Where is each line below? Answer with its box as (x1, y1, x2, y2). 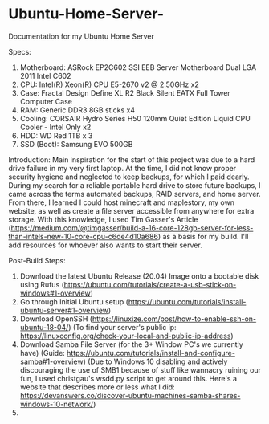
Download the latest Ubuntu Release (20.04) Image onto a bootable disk (19, 271, 259, 281)
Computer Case (19, 96, 72, 106)
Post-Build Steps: (8, 255, 66, 265)
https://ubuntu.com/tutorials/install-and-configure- (67, 348, 235, 357)
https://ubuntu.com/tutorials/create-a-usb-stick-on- (63, 279, 237, 289)
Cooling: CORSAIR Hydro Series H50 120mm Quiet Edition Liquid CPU (19, 113, 251, 123)
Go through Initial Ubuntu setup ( (19, 296, 128, 306)
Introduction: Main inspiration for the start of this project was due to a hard (8, 154, 255, 165)
